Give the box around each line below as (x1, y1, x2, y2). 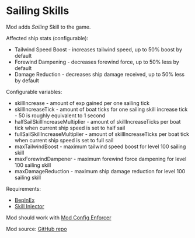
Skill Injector (14, 202, 45, 209)
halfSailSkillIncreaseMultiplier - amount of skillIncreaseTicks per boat (14, 118, 181, 125)
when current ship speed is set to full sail (14, 136, 114, 143)
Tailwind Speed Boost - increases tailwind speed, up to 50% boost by (14, 45, 183, 53)
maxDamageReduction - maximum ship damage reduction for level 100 (14, 167, 186, 174)
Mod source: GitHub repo (6, 225, 67, 232)
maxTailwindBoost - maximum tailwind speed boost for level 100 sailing (14, 143, 186, 150)
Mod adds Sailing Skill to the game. (6, 23, 91, 30)
